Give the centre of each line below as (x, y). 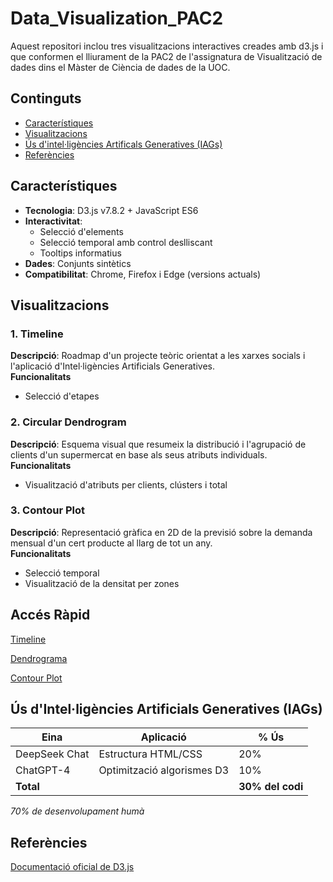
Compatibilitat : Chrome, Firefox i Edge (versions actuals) (143, 274)
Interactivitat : (53, 221)
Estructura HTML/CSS (150, 754)
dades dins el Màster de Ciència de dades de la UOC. (120, 67)
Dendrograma (39, 658)
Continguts (46, 98)
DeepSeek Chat (52, 754)
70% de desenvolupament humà (77, 811)
